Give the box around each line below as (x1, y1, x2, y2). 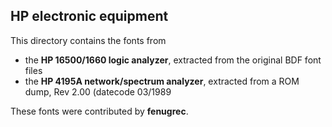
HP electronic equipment (10, 8, 169, 25)
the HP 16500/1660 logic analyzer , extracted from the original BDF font (24, 54, 322, 66)
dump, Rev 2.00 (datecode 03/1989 (24, 85, 172, 98)
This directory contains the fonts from (10, 34, 167, 46)
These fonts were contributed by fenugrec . (10, 105, 189, 117)
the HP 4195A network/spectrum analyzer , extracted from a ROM (24, 75, 300, 87)
